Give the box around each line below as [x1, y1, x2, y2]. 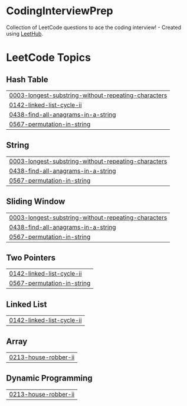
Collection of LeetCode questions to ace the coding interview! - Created [6, 24, 182, 31]
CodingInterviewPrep [6, 4, 113, 18]
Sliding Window [6, 197, 65, 207]
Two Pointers [6, 252, 56, 263]
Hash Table [6, 74, 48, 84]
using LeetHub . [6, 30, 43, 37]
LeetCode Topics [6, 51, 91, 65]
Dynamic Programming [6, 373, 93, 383]
